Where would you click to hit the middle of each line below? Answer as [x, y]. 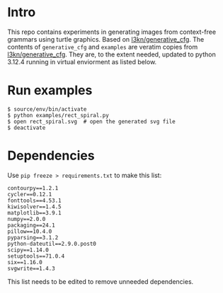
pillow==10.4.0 [30, 231]
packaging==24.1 [31, 225]
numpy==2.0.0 [27, 219]
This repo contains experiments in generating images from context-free [112, 32]
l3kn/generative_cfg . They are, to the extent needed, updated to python [111, 54]
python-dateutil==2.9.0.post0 [52, 244]
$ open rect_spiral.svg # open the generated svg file [91, 121]
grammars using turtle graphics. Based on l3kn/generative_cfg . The [106, 39]
